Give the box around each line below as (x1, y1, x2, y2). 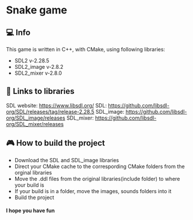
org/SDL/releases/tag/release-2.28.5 (6, 108, 94, 115)
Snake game (6, 4, 68, 17)
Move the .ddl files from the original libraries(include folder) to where (14, 175, 180, 182)
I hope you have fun (6, 207, 55, 214)
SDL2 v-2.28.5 (14, 57, 50, 64)
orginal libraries (14, 169, 52, 176)
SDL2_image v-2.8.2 (14, 64, 64, 70)
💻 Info (6, 27, 31, 37)
